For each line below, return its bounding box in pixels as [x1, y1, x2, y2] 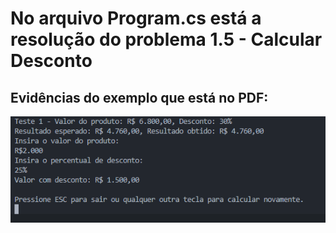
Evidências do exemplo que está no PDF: [10, 89, 269, 106]
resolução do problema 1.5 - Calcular [10, 28, 323, 51]
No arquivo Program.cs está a [10, 7, 262, 30]
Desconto [10, 50, 93, 72]
